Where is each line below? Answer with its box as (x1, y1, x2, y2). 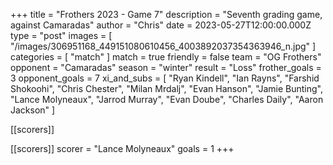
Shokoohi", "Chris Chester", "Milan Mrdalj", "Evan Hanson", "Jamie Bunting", (10, 83, 324, 94)
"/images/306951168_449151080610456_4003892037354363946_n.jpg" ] (10, 40, 317, 52)
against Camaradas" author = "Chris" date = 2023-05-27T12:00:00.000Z (10, 19, 312, 31)
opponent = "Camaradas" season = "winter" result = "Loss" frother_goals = (10, 62, 322, 73)
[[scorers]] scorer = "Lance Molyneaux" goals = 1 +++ (10, 143, 235, 154)
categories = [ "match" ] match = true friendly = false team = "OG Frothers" (10, 51, 322, 63)
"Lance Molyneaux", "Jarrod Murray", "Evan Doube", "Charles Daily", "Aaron (10, 94, 324, 105)
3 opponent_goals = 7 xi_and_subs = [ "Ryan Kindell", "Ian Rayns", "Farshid (10, 72, 320, 84)
